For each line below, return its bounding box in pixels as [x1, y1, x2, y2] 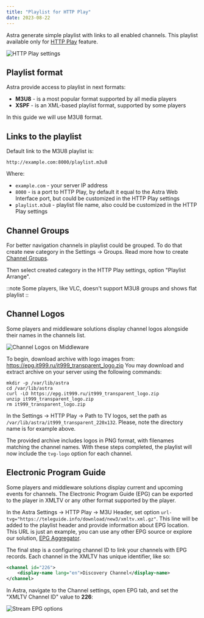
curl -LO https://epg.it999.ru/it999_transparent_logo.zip [6, 390, 160, 397]
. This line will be [156, 515, 199, 522]
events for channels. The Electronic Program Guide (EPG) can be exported [6, 490, 193, 497]
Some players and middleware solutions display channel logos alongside [6, 325, 189, 332]
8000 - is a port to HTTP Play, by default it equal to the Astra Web [15, 189, 178, 196]
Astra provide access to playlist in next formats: [6, 84, 126, 91]
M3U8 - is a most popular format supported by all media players [15, 95, 177, 102]
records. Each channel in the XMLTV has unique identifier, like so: [6, 553, 171, 560]
